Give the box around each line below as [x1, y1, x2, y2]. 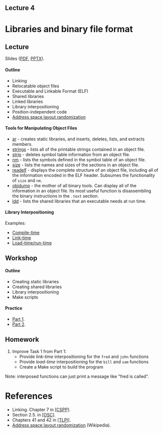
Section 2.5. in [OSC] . [12, 412, 56, 417]
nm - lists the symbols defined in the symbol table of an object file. [12, 157, 146, 162]
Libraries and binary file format [5, 23, 133, 35]
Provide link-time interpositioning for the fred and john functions [19, 354, 149, 359]
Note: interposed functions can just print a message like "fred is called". [5, 373, 149, 379]
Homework [5, 335, 39, 344]
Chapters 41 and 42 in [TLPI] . [12, 417, 72, 423]
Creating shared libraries [12, 284, 62, 290]
